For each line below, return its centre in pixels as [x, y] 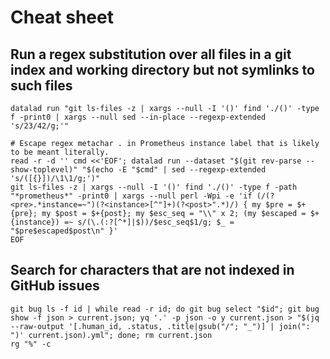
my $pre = [272, 205]
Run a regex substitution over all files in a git [151, 54]
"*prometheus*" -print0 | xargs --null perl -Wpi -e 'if [131, 196]
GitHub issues [55, 286]
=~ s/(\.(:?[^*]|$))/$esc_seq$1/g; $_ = [149, 222]
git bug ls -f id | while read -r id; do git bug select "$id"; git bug [165, 309]
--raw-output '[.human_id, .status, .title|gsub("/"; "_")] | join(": [160, 326]
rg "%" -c [31, 344]
